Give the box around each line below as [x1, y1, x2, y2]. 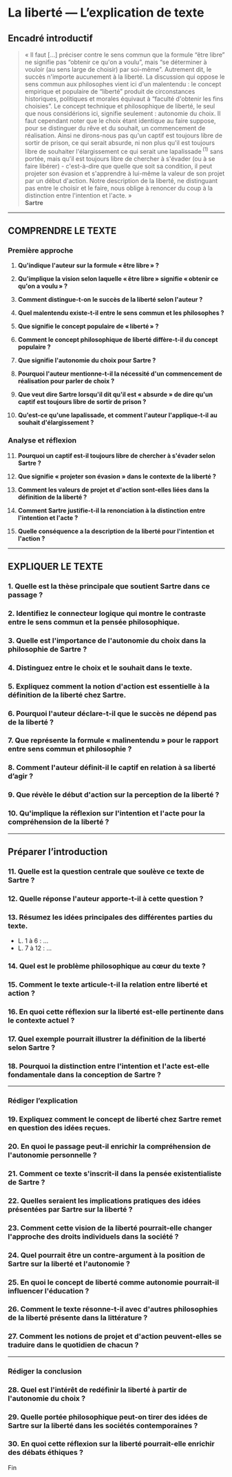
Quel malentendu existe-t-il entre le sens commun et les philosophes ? [17, 309, 224, 317]
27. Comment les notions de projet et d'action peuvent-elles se [8, 1331, 222, 1341]
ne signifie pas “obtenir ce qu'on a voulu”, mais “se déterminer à [24, 58, 207, 66]
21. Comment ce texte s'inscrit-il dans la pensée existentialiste [8, 1168, 222, 1178]
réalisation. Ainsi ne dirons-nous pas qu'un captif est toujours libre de [24, 131, 223, 139]
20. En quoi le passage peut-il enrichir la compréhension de [8, 1141, 211, 1151]
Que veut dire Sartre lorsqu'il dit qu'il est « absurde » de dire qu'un [17, 390, 213, 398]
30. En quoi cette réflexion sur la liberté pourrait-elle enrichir [8, 1439, 215, 1449]
